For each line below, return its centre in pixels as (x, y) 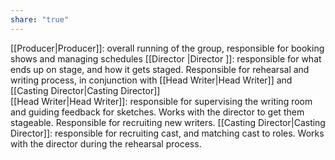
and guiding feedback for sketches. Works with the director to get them (157, 112)
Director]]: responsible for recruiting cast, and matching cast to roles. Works (167, 133)
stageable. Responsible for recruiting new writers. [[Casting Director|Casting (168, 122)
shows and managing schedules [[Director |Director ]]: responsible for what (166, 58)
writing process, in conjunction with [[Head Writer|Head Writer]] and (151, 80)
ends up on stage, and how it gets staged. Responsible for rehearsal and (160, 69)
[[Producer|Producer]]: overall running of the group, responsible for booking (167, 48)
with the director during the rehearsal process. (106, 143)
